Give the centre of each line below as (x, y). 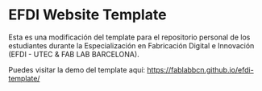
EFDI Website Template (87, 15)
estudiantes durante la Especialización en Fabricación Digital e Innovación (131, 45)
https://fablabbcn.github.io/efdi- (200, 69)
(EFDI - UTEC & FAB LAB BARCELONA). (74, 54)
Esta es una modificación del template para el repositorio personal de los (129, 37)
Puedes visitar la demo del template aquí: (77, 69)
